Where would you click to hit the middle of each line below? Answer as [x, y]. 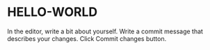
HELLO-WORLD [52, 12]
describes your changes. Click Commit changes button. [87, 38]
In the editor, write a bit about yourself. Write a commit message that [105, 31]
